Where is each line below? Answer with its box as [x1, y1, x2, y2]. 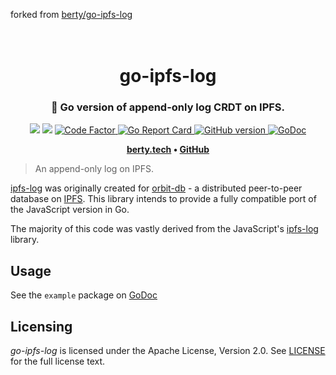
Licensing [10, 318, 73, 335]
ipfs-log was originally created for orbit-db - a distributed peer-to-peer [10, 182, 303, 194]
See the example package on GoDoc [10, 289, 158, 301]
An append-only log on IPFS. [34, 163, 154, 175]
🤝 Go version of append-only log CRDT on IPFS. [50, 100, 286, 114]
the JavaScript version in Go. [10, 204, 130, 216]
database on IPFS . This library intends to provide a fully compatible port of [10, 193, 317, 205]
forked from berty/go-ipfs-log [10, 9, 133, 20]
